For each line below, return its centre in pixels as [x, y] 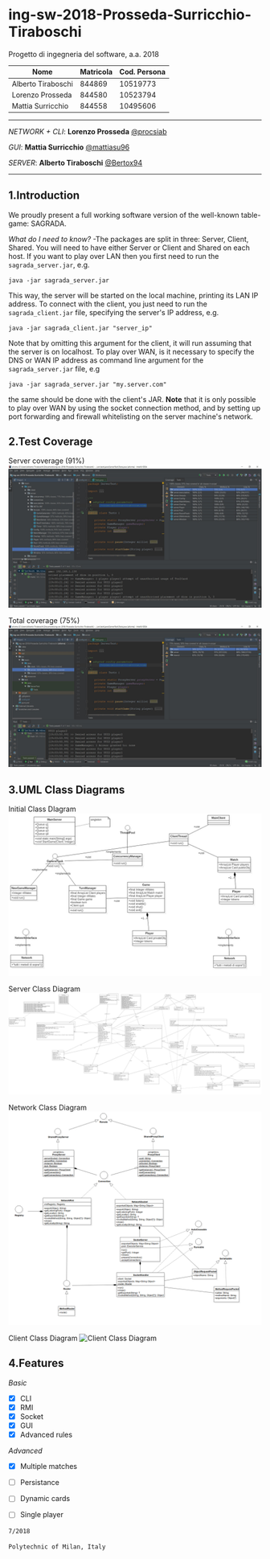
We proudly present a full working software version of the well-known [124, 215]
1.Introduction [44, 196]
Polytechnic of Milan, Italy [57, 1547]
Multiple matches [49, 1467]
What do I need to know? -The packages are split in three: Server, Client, [129, 239]
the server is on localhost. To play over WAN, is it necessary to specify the [131, 351]
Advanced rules [46, 1435]
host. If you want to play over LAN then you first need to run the [114, 256]
